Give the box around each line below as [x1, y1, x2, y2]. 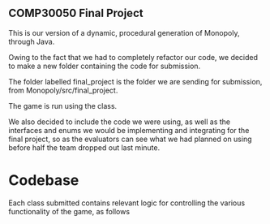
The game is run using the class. [8, 101, 118, 110]
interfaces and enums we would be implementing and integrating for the [8, 125, 250, 135]
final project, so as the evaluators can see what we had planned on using [8, 134, 253, 144]
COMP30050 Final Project [8, 6, 144, 20]
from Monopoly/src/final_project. [8, 85, 118, 95]
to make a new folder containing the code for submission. [8, 61, 201, 71]
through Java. [8, 37, 55, 46]
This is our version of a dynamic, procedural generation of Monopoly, [8, 28, 240, 37]
